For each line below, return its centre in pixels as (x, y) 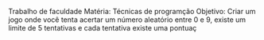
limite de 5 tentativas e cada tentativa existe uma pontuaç (103, 28)
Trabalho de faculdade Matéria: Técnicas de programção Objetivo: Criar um (132, 11)
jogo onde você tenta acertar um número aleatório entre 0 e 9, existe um (127, 20)
